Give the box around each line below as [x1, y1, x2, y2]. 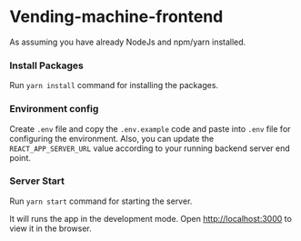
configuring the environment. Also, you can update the [9, 133, 215, 144]
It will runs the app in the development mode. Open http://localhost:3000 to [9, 213, 293, 224]
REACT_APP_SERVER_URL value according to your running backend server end [9, 143, 291, 154]
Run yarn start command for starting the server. [9, 196, 193, 206]
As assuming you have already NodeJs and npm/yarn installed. [9, 36, 246, 47]
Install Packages [9, 59, 84, 72]
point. [9, 152, 32, 163]
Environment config [9, 103, 99, 115]
